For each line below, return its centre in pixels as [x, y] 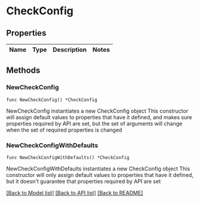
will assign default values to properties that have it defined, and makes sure [99, 117]
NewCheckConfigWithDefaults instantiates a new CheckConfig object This [98, 169]
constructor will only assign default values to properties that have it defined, [100, 175]
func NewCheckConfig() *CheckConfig [52, 100]
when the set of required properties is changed [64, 130]
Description [70, 50]
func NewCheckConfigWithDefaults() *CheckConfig [68, 157]
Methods [23, 71]
